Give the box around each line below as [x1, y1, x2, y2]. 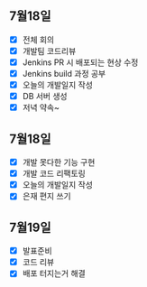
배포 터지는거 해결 [22, 268, 86, 279]
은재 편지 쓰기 [22, 190, 71, 201]
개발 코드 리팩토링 [22, 168, 86, 179]
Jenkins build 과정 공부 [22, 69, 106, 79]
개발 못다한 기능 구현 [22, 157, 96, 168]
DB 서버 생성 [22, 91, 68, 102]
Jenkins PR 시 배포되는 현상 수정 [22, 57, 139, 68]
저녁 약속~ [22, 102, 60, 113]
